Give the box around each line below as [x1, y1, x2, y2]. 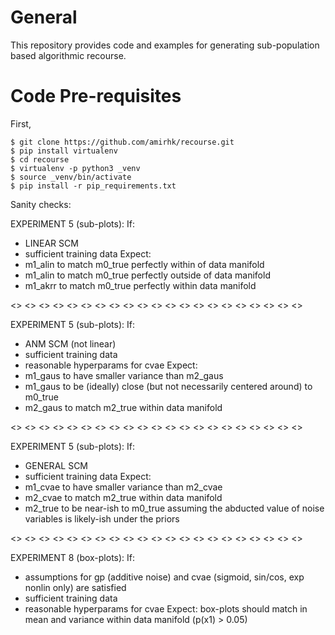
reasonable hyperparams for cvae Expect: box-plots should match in [24, 602, 308, 615]
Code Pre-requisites [10, 85, 182, 108]
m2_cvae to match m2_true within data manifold [24, 491, 223, 503]
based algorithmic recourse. [10, 49, 127, 61]
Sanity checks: [10, 198, 72, 210]
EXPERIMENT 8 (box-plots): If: [10, 551, 136, 563]
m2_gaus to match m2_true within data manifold [24, 401, 223, 413]
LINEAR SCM [24, 237, 79, 249]
